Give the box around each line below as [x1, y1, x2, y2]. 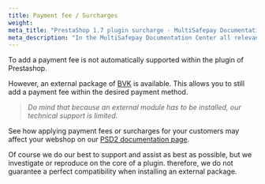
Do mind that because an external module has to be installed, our [27, 103, 242, 112]
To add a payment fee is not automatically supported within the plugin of [8, 55, 244, 65]
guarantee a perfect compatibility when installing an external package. [8, 167, 237, 176]
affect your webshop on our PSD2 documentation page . [8, 135, 190, 145]
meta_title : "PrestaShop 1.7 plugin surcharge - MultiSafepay [8, 26, 217, 34]
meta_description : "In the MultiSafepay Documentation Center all [8, 33, 231, 42]
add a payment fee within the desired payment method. [8, 88, 188, 97]
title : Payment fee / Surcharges [8, 11, 118, 20]
